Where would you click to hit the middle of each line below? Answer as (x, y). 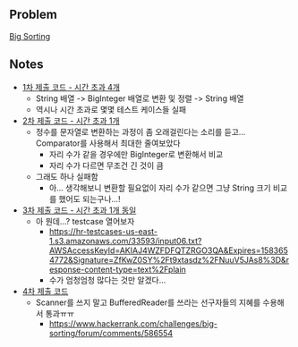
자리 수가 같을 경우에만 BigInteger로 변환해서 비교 (136, 154)
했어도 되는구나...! (89, 199)
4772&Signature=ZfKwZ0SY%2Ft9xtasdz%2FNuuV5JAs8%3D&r (169, 259)
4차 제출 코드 (45, 291)
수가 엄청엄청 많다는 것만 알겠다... (107, 280)
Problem (34, 15)
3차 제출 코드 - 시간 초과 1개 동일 (79, 210)
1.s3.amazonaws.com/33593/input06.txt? (125, 241)
